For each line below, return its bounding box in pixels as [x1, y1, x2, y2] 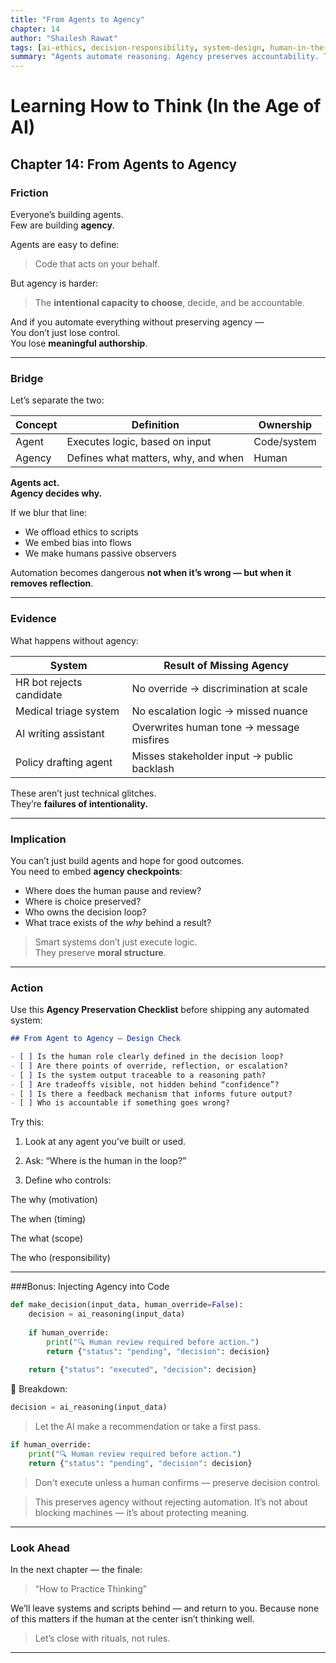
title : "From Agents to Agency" [10, 14, 145, 25]
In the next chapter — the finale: [10, 1564, 143, 1576]
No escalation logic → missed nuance [131, 704, 308, 718]
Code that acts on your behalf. [34, 258, 160, 270]
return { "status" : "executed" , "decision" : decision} [28, 1365, 257, 1375]
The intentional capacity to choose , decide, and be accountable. [34, 297, 305, 308]
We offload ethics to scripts [24, 526, 139, 538]
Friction [10, 186, 49, 200]
